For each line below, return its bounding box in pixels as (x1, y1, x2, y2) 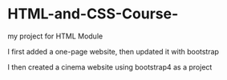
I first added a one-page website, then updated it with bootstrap (7, 46, 220, 56)
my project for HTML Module (7, 31, 103, 41)
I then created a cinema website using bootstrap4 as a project (7, 62, 213, 72)
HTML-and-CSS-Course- (7, 5, 179, 23)
